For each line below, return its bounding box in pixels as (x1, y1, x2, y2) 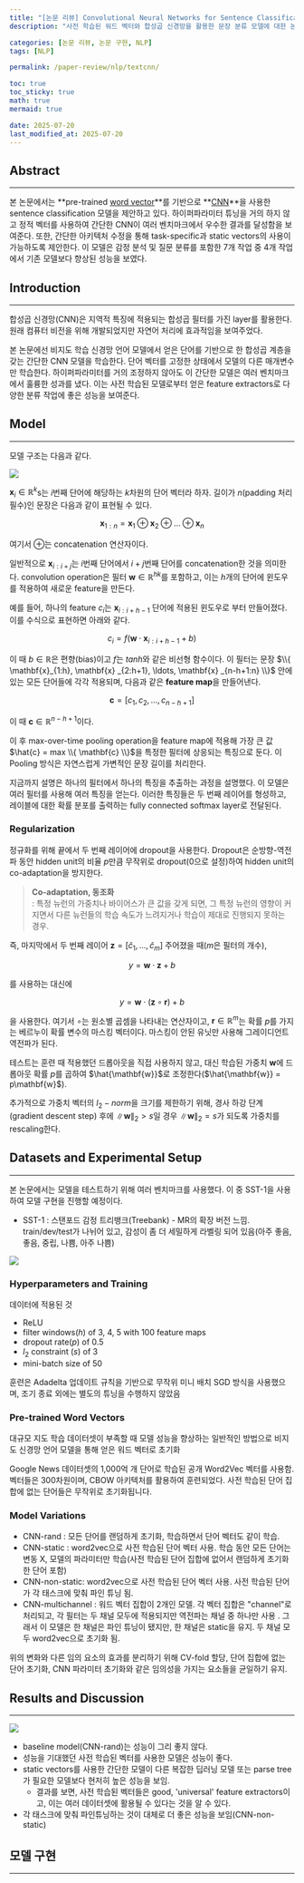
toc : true (9, 79, 47, 89)
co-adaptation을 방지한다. (9, 867, 104, 878)
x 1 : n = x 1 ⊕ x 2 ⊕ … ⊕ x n (99, 518, 205, 531)
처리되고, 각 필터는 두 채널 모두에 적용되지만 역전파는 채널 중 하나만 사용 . (22, 1610, 280, 1621)
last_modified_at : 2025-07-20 (9, 129, 124, 139)
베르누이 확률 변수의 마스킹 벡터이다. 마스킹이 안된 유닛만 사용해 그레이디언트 (18, 1026, 290, 1038)
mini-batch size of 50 (22, 1357, 102, 1369)
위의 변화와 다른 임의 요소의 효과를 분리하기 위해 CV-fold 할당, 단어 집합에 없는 (9, 1652, 287, 1664)
